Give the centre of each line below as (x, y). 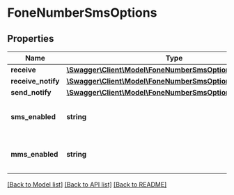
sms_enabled (33, 117)
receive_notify (35, 81)
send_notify (31, 92)
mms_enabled (34, 154)
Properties (31, 39)
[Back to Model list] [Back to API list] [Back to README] (87, 185)
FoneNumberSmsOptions (82, 13)
